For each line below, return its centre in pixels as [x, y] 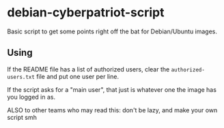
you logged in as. [31, 97]
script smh [22, 117]
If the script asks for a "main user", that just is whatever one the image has [112, 89]
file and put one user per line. [78, 76]
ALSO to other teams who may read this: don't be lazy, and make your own [112, 110]
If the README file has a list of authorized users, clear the [88, 69]
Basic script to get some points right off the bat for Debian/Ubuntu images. [112, 31]
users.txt [21, 77]
